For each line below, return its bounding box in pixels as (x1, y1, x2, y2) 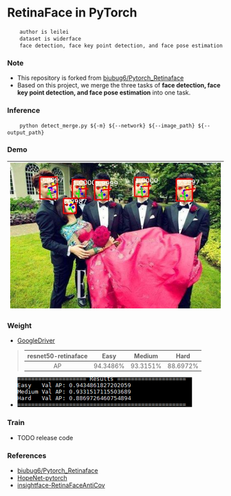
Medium (133, 351, 158, 360)
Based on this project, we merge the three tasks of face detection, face (16, 81, 221, 90)
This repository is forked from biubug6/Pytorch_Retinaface (16, 74, 184, 82)
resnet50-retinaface (27, 351, 88, 360)
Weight (7, 320, 32, 330)
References (7, 451, 47, 460)
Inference (7, 105, 41, 115)
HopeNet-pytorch (16, 474, 67, 482)
